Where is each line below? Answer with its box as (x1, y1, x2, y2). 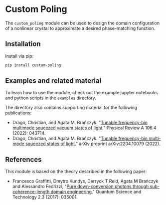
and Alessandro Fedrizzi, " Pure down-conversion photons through (12, 184, 149, 190)
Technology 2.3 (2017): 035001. (12, 194, 78, 200)
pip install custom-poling (5, 62, 61, 68)
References (5, 155, 42, 164)
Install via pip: (5, 53, 34, 59)
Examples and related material (5, 76, 102, 85)
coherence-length (12, 189, 50, 195)
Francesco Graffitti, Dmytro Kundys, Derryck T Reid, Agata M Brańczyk (12, 178, 159, 184)
